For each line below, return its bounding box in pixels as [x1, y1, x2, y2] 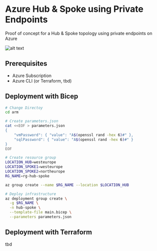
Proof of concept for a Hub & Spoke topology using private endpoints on [5, 30, 153, 36]
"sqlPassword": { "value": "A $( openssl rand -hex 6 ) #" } [14, 137, 134, 142]
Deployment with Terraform [5, 228, 92, 237]
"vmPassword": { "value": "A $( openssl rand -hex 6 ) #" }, [14, 132, 134, 137]
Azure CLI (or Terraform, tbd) [12, 78, 72, 84]
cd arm [5, 110, 19, 115]
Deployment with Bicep [5, 92, 78, 101]
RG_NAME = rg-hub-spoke [5, 173, 50, 178]
